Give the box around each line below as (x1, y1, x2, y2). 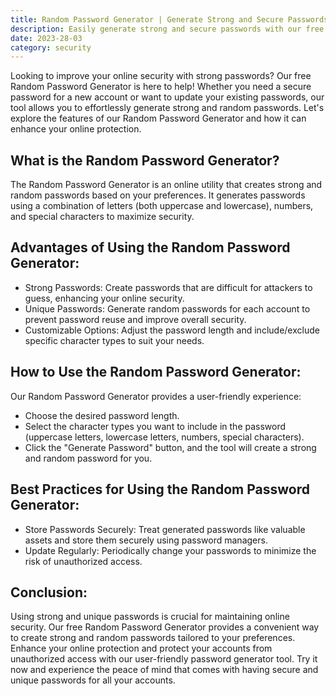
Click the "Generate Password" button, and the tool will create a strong (24, 441, 317, 453)
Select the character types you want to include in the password (24, 420, 287, 432)
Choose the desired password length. (24, 409, 180, 421)
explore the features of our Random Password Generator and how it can (10, 112, 307, 125)
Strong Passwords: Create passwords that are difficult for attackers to (24, 281, 313, 293)
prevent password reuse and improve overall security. (24, 313, 247, 325)
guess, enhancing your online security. (24, 292, 185, 304)
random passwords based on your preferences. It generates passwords (10, 189, 306, 201)
